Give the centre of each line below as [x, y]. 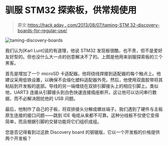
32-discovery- [145, 25]
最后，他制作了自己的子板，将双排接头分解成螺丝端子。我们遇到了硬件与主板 [84, 109]
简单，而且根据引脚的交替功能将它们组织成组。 [53, 121]
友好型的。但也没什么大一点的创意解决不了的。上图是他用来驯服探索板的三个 [84, 57]
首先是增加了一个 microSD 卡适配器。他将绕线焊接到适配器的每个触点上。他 [83, 73]
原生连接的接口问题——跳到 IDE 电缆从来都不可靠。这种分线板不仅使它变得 [82, 115]
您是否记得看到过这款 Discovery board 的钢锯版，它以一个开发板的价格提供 [82, 132]
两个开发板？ [18, 138]
